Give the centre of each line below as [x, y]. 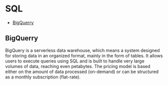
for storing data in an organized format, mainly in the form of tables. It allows [84, 55]
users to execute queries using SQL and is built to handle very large [75, 61]
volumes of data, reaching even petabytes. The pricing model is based [78, 66]
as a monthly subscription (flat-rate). [43, 77]
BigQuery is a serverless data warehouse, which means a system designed [82, 50]
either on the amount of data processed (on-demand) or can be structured [82, 71]
